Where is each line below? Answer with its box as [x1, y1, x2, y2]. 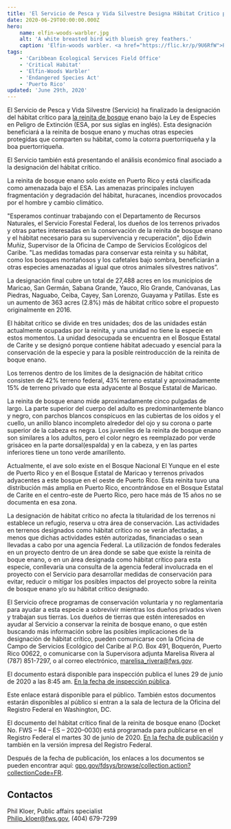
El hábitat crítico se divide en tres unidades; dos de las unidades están [7, 319, 207, 327]
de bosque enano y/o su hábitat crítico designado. [7, 585, 150, 593]
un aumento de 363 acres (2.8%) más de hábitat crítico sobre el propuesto [7, 298, 219, 307]
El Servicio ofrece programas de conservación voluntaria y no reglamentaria [7, 598, 223, 606]
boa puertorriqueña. [7, 143, 64, 151]
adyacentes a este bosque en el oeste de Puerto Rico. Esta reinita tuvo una [7, 476, 220, 484]
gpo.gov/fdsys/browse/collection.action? [75, 761, 191, 770]
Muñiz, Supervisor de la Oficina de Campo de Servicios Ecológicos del [7, 241, 208, 249]
